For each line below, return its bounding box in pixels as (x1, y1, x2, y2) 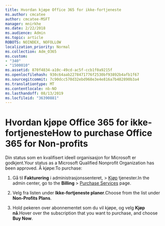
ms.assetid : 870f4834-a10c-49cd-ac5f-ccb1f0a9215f (5, 68, 113, 73)
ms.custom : (5, 53, 28, 59)
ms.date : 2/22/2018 (5, 26, 46, 31)
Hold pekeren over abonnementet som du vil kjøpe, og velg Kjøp (12, 205, 146, 211)
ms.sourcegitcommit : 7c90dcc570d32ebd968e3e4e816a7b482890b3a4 (5, 77, 140, 82)
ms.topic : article (5, 35, 43, 40)
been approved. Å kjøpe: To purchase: (5, 165, 82, 171)
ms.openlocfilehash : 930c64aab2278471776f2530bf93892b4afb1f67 (5, 72, 140, 77)
